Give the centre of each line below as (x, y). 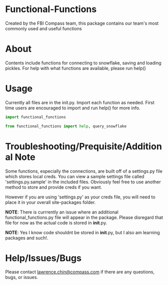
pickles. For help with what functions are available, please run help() (76, 68)
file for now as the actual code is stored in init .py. (56, 223)
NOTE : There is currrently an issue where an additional (62, 212)
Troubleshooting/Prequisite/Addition (83, 146)
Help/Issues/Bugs (43, 258)
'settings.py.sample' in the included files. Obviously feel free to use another (83, 182)
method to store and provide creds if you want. (54, 187)
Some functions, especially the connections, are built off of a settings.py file (84, 171)
